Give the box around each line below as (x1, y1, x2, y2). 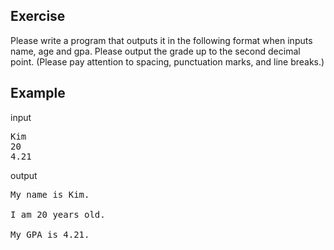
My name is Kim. (10, 189, 90, 200)
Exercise (10, 8, 66, 25)
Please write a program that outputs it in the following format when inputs (10, 34, 313, 46)
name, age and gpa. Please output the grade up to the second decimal (10, 45, 301, 57)
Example (10, 85, 66, 102)
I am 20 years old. (10, 209, 106, 220)
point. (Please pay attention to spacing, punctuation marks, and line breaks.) (10, 55, 325, 68)
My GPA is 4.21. (10, 229, 90, 240)
